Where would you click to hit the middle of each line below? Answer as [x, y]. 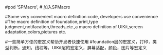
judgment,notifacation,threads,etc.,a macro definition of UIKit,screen [74, 27]
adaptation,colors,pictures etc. [36, 32]
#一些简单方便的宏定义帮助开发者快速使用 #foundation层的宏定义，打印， [79, 42]
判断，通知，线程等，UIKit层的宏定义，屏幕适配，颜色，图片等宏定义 [78, 48]
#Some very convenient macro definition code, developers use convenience [81, 16]
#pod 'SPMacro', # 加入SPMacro [38, 7]
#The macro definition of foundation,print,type [52, 22]
